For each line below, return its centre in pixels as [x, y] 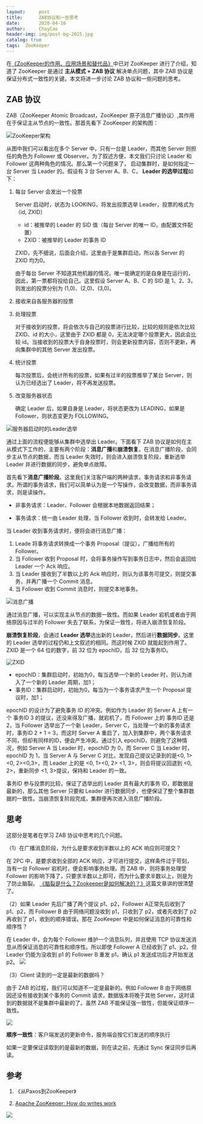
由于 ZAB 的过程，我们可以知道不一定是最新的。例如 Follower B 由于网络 [96, 987]
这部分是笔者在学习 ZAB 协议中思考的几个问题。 [66, 835]
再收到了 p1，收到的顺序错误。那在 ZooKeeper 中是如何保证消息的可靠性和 [99, 919]
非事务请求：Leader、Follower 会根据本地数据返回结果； [85, 505]
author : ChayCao [32, 29]
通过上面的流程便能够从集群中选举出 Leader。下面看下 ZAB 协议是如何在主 [99, 441]
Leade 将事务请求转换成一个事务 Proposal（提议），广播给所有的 [95, 543]
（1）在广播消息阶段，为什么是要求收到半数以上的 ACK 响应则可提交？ [94, 848]
